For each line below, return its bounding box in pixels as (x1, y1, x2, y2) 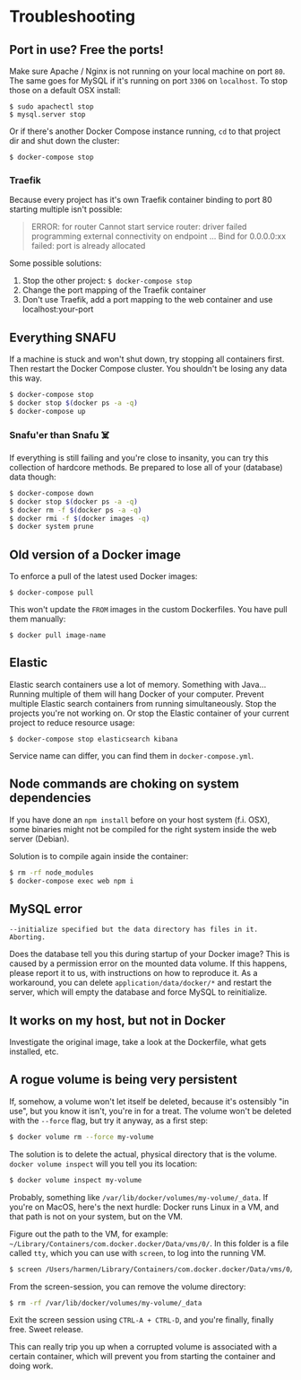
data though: (9, 471, 56, 482)
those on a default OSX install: (9, 85, 121, 95)
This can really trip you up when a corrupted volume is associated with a (9, 1341, 278, 1352)
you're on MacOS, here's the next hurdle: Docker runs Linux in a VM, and (9, 1201, 279, 1212)
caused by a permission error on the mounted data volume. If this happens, (9, 958, 288, 969)
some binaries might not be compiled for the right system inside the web (9, 823, 278, 834)
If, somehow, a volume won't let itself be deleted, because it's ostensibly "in (9, 1095, 289, 1106)
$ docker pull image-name (9, 631, 106, 640)
